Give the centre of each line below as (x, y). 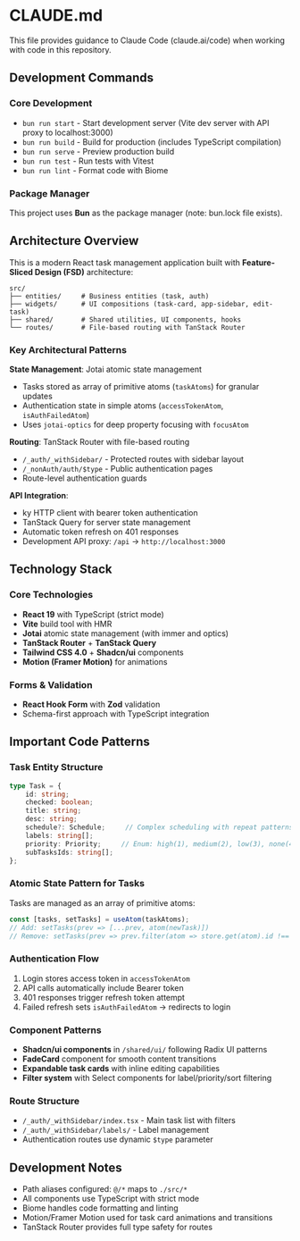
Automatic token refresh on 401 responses (100, 532)
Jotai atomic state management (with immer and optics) (125, 633)
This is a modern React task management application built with (125, 262)
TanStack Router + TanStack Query (89, 642)
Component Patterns (55, 1030)
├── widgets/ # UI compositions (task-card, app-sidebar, (129, 304)
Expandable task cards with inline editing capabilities (121, 1068)
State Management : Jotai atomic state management (106, 369)
